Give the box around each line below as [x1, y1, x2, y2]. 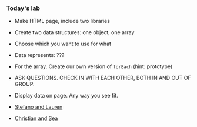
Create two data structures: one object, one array [14, 29, 135, 36]
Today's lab [6, 4, 40, 12]
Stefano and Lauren [14, 103, 63, 111]
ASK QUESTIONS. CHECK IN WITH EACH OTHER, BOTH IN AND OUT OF [14, 75, 191, 82]
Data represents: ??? [14, 52, 65, 59]
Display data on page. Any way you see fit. [14, 92, 119, 99]
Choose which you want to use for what [14, 40, 112, 48]
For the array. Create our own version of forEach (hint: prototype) [14, 63, 173, 70]
